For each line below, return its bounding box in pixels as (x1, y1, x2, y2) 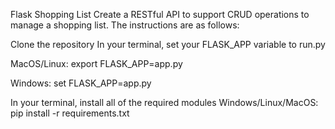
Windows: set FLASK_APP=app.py (10, 77, 152, 89)
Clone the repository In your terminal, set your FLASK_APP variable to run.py (10, 39, 326, 50)
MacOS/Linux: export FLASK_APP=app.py (10, 58, 183, 69)
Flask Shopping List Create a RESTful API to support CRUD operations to (10, 9, 310, 20)
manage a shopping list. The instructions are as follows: (10, 19, 240, 31)
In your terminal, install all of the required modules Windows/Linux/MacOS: (10, 97, 319, 108)
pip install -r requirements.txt (10, 107, 130, 119)
